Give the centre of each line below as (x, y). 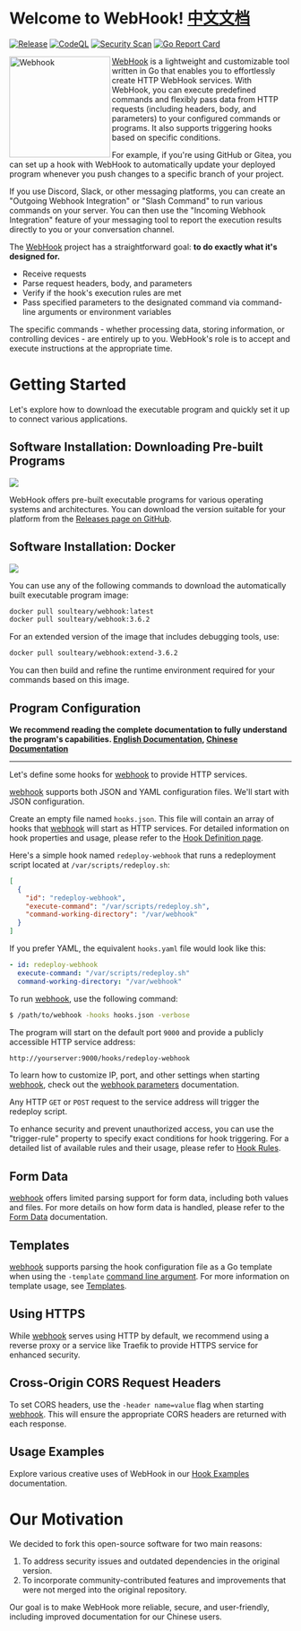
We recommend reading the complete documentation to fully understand (148, 729)
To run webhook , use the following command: (94, 999)
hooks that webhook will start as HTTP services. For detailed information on (149, 828)
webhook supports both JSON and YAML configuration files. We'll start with (149, 791)
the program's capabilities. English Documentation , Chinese (124, 739)
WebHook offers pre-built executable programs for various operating (137, 500)
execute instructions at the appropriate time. (91, 348)
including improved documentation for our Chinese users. (116, 1617)
